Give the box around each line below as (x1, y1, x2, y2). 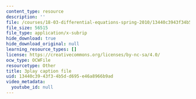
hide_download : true (6, 36, 57, 41)
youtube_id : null (11, 84, 54, 90)
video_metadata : (6, 79, 45, 85)
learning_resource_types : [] (6, 47, 77, 52)
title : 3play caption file (6, 68, 72, 74)
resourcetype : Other (6, 62, 57, 69)
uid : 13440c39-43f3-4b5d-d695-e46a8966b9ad (6, 73, 114, 79)
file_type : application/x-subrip (6, 30, 87, 36)
